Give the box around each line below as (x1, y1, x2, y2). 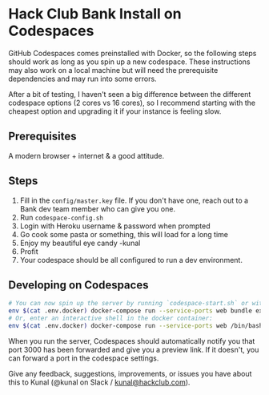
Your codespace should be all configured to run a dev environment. (19, 255, 243, 264)
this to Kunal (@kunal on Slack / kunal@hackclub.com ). (8, 377, 191, 387)
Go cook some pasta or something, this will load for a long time (19, 229, 229, 239)
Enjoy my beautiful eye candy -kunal (19, 238, 141, 248)
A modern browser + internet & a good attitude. (8, 151, 165, 160)
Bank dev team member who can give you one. (19, 204, 176, 213)
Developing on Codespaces (8, 278, 149, 292)
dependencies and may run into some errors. (8, 74, 158, 83)
